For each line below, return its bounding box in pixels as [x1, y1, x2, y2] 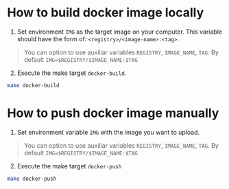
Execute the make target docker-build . [16, 69, 127, 77]
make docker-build [7, 82, 60, 89]
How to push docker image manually [7, 105, 219, 121]
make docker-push [7, 175, 57, 182]
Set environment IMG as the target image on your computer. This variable [16, 27, 223, 36]
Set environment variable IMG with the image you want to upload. [16, 128, 200, 136]
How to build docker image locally [7, 5, 204, 21]
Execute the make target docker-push [16, 162, 122, 170]
